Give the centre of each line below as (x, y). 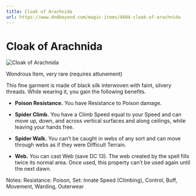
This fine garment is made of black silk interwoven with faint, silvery (89, 86)
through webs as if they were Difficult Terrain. (70, 145)
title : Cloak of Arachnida (39, 12)
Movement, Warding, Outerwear (45, 187)
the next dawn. (33, 169)
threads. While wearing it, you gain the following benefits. (76, 92)
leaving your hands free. (44, 127)
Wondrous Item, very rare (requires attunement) (64, 74)
